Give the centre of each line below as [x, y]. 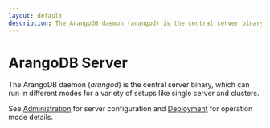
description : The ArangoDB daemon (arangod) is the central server [124, 23]
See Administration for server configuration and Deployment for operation [131, 109]
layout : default [35, 16]
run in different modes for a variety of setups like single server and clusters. [134, 94]
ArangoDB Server [68, 63]
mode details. [31, 118]
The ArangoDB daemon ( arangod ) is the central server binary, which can [129, 85]
